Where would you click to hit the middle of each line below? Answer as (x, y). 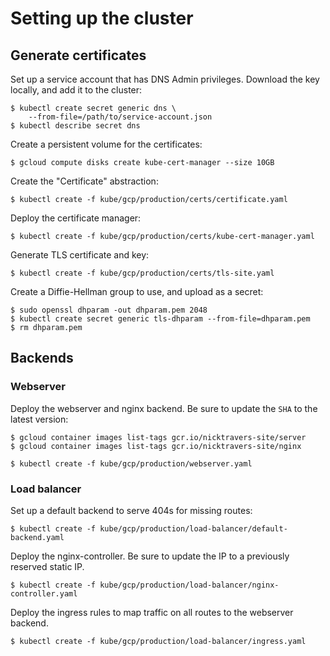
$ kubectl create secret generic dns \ (93, 108)
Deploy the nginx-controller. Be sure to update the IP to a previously (150, 556)
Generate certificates (78, 55)
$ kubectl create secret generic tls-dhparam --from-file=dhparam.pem (160, 319)
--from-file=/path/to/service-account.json (120, 117)
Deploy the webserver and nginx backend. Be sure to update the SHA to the (164, 408)
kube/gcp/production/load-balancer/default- (193, 528)
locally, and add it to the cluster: (76, 90)
